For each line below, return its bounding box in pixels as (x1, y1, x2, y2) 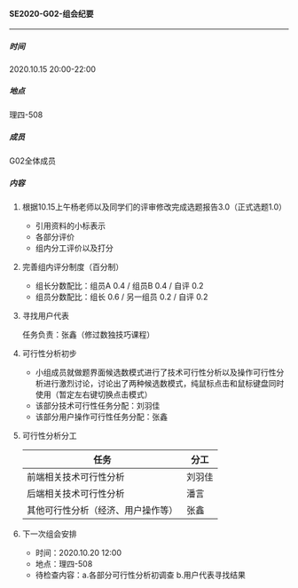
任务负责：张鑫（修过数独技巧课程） (21, 330, 155, 340)
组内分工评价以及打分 (35, 242, 114, 253)
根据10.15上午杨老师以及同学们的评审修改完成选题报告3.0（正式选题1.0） (21, 202, 286, 212)
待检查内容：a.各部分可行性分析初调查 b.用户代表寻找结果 (35, 569, 247, 581)
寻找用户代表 (21, 311, 69, 322)
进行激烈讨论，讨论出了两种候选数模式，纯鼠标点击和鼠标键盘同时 (43, 378, 285, 389)
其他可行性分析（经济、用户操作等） (26, 505, 178, 517)
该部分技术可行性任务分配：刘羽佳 (35, 401, 161, 411)
